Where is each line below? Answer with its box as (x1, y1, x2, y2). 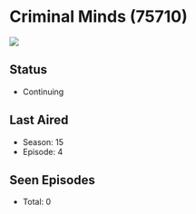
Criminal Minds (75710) (9, 6, 188, 27)
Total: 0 (22, 197, 52, 208)
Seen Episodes (9, 172, 95, 188)
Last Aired (9, 112, 69, 128)
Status (9, 62, 48, 78)
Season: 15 (22, 136, 64, 147)
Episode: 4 (22, 146, 64, 157)
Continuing (22, 86, 64, 97)
